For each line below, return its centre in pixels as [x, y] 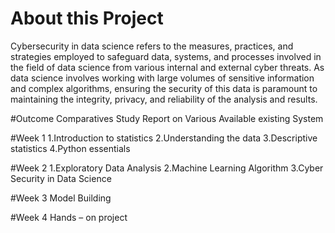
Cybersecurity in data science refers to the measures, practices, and [152, 46]
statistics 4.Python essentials [70, 148]
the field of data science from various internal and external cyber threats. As [167, 67]
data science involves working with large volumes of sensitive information [162, 78]
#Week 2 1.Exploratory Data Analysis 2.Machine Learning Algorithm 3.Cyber [167, 168]
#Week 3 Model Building [61, 198]
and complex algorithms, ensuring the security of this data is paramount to [164, 88]
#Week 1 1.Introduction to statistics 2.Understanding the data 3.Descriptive [164, 138]
